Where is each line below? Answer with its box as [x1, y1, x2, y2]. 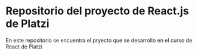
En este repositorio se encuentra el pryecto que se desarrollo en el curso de [5, 36, 193, 44]
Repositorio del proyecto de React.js [5, 4, 189, 18]
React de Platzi [5, 43, 43, 50]
